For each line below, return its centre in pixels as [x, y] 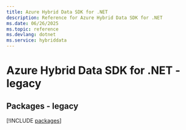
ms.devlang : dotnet [31, 35]
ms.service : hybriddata [37, 40]
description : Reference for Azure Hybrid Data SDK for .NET [85, 18]
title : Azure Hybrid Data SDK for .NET [57, 12]
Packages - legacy [42, 106]
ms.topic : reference [33, 29]
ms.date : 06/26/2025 [33, 23]
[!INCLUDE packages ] [34, 121]
